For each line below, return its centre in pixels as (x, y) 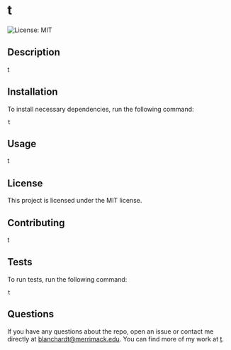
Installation (33, 92)
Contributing (36, 223)
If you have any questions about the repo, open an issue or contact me (111, 331)
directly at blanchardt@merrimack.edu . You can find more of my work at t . (116, 339)
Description (34, 52)
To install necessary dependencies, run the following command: (101, 109)
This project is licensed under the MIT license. (75, 201)
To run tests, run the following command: (67, 279)
